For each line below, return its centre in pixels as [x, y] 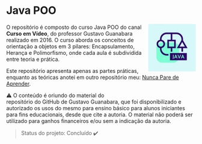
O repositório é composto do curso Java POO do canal [74, 27]
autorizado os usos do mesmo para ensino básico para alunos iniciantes [96, 108]
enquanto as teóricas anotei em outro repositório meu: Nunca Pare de [93, 77]
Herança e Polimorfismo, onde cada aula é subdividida [74, 52]
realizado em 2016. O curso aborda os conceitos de [70, 40]
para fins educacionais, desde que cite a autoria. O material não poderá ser [99, 114]
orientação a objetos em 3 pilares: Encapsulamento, [71, 46]
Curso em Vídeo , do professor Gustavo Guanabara [69, 33]
